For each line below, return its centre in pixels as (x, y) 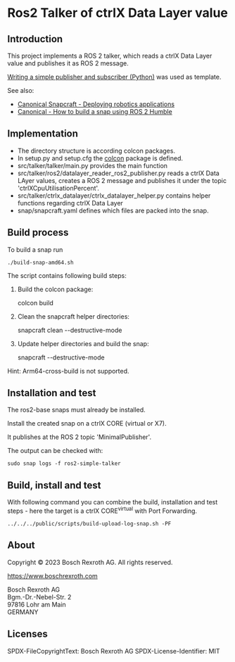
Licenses (27, 634)
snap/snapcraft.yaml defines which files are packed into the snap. (113, 210)
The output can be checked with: (55, 451)
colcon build (36, 303)
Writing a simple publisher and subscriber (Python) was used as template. (114, 77)
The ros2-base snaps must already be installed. (76, 410)
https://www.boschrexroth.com (53, 575)
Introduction (35, 39)
